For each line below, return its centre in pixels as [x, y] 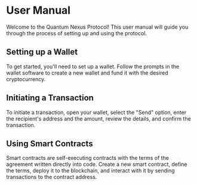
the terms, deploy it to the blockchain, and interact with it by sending [90, 171]
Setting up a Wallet [42, 52]
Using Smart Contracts [50, 144]
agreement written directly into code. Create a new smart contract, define [97, 164]
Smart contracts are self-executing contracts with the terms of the [87, 158]
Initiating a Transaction [50, 98]
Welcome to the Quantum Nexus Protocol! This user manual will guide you [97, 27]
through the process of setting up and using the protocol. [77, 33]
